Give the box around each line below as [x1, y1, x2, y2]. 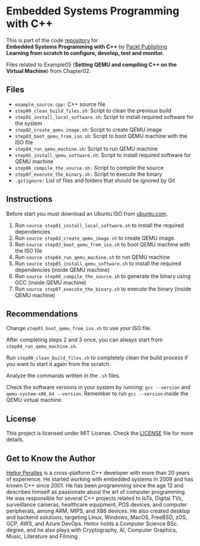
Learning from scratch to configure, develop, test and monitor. [6, 49, 164, 56]
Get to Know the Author [6, 453, 96, 463]
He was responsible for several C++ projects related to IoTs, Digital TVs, [6, 495, 183, 502]
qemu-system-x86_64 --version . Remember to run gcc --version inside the [6, 390, 189, 397]
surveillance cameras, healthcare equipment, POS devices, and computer [6, 501, 187, 508]
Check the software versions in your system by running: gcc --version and [6, 384, 191, 391]
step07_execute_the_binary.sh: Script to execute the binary [14, 170, 162, 178]
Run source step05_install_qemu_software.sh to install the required [14, 260, 181, 267]
